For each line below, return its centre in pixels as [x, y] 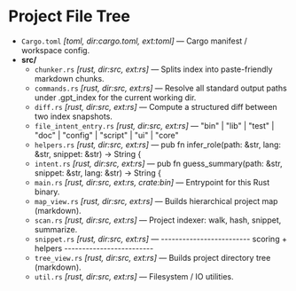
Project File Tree [69, 16]
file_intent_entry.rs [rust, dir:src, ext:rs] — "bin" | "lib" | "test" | [154, 125]
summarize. [56, 229]
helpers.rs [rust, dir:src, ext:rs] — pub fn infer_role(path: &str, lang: [157, 145]
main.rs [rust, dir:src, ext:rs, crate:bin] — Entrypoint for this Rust [152, 182]
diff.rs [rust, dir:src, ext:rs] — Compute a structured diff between [156, 106]
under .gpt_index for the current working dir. [115, 97]
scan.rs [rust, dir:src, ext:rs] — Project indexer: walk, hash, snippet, [158, 220]
